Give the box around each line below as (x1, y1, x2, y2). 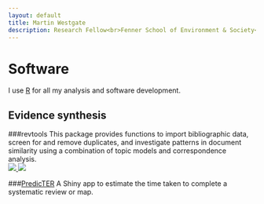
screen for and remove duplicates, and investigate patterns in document (8, 138, 242, 148)
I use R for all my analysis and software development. (8, 86, 181, 95)
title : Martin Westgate (8, 19, 86, 27)
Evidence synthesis (8, 108, 107, 122)
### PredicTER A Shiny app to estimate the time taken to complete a (8, 179, 228, 188)
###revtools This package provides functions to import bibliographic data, (8, 129, 249, 139)
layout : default (8, 11, 61, 20)
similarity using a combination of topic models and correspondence (8, 146, 227, 155)
